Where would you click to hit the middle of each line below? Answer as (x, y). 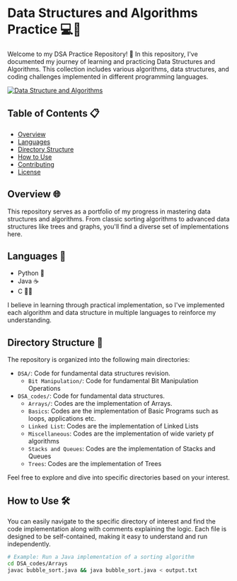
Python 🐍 (31, 273)
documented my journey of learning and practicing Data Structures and (111, 61)
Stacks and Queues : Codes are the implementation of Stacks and (122, 449)
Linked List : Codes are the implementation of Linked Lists (114, 426)
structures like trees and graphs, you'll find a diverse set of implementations (118, 226)
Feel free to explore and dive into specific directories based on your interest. (118, 477)
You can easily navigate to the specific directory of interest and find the (111, 521)
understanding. (29, 320)
